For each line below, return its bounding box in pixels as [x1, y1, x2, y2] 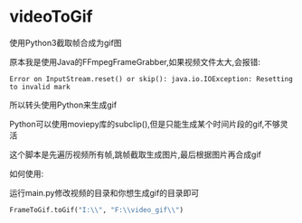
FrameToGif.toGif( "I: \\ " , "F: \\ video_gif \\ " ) [9, 205, 184, 214]
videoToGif [9, 6, 93, 27]
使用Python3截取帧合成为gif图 [9, 37, 122, 48]
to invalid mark [9, 82, 71, 91]
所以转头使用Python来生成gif [9, 99, 118, 110]
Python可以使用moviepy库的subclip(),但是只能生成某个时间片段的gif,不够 [9, 118, 280, 129]
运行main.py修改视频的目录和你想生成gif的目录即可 [9, 187, 200, 198]
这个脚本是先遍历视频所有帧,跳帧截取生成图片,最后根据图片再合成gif [9, 149, 262, 160]
